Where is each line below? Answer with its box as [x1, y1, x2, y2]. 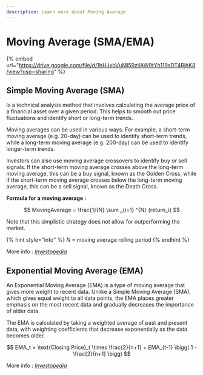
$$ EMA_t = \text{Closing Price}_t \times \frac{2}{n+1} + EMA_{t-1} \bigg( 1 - [7, 343, 197, 351]
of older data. [6, 307, 41, 315]
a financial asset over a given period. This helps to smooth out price [6, 108, 176, 115]
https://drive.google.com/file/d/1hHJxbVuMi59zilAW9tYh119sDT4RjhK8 [18, 61, 196, 68]
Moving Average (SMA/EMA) [6, 35, 155, 48]
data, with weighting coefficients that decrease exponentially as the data [6, 325, 188, 333]
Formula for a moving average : [6, 194, 87, 202]
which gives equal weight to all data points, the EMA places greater [6, 294, 174, 302]
